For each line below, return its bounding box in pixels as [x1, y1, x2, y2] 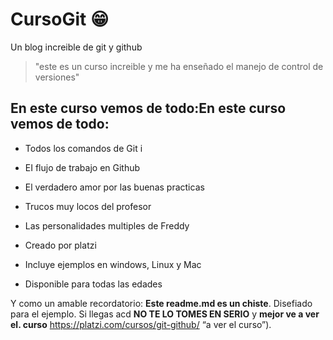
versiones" [34, 71, 80, 83]
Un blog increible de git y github [10, 41, 143, 53]
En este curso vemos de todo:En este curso [10, 100, 287, 117]
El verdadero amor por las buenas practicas [24, 181, 205, 193]
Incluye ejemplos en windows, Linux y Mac [24, 258, 202, 270]
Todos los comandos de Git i [24, 142, 143, 154]
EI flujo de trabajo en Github [24, 161, 141, 173]
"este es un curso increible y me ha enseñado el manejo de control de [34, 60, 324, 72]
